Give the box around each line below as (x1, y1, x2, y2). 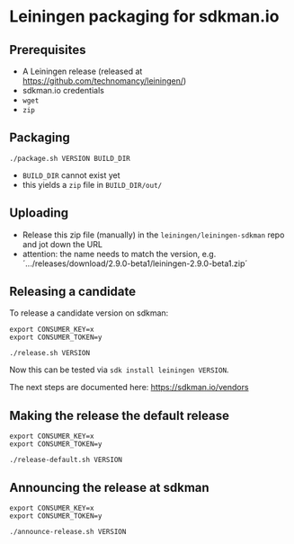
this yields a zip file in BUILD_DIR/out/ (22, 179, 163, 190)
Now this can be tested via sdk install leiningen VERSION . (9, 364, 229, 375)
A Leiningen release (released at (22, 66, 143, 76)
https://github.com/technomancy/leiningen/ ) (22, 76, 187, 86)
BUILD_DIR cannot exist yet (22, 169, 120, 181)
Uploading (9, 205, 69, 221)
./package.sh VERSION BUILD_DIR (9, 154, 130, 163)
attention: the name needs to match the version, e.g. (22, 248, 217, 259)
